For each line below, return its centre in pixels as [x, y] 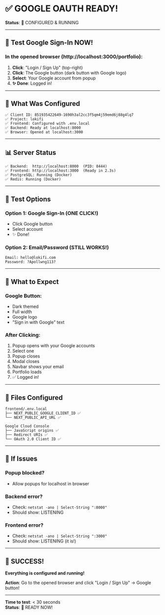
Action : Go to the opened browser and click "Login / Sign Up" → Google [78, 583]
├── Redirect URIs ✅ [27, 435]
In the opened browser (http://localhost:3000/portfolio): [74, 57]
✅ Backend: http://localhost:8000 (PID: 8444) [56, 166]
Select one [23, 351]
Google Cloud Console [27, 426]
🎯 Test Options [28, 199]
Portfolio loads [27, 372]
